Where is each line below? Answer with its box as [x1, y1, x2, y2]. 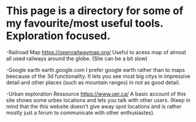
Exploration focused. [6, 29, 111, 42]
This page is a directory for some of [6, 4, 184, 18]
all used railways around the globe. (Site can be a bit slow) [6, 55, 148, 62]
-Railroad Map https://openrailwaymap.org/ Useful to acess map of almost [6, 48, 187, 55]
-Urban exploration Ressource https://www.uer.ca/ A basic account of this [6, 90, 187, 97]
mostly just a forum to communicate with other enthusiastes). [6, 109, 155, 116]
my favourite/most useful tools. [6, 17, 164, 30]
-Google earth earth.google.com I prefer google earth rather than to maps [6, 66, 185, 73]
